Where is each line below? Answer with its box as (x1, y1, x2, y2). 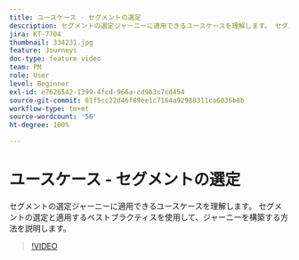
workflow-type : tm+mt (9, 104, 90, 113)
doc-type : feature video (9, 54, 101, 63)
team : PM (9, 63, 42, 72)
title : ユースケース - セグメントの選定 (9, 12, 141, 22)
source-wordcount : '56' (9, 112, 98, 121)
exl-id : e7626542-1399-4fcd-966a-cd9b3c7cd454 (9, 87, 185, 96)
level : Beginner (9, 79, 69, 88)
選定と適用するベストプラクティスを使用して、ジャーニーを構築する (32, 211, 281, 223)
